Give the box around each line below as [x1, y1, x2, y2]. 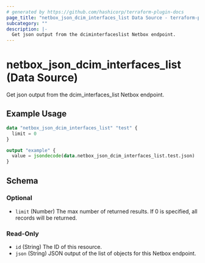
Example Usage [6, 109, 67, 119]
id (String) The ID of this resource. [15, 243, 103, 251]
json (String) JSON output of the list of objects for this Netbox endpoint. [15, 250, 196, 257]
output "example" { [6, 147, 56, 153]
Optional [6, 193, 32, 202]
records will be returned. [15, 214, 77, 222]
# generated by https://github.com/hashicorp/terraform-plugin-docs [6, 9, 184, 15]
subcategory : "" [6, 20, 48, 26]
